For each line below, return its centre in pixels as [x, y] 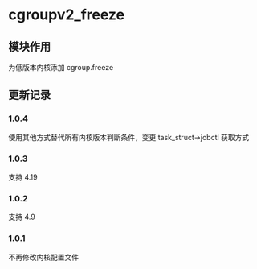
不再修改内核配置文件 [43, 257]
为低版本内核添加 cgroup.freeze [61, 67]
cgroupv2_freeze [67, 15]
